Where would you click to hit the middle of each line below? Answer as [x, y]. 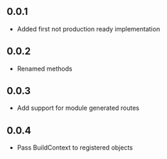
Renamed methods [44, 68]
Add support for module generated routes [78, 108]
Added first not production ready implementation [88, 29]
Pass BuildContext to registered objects [75, 148]
